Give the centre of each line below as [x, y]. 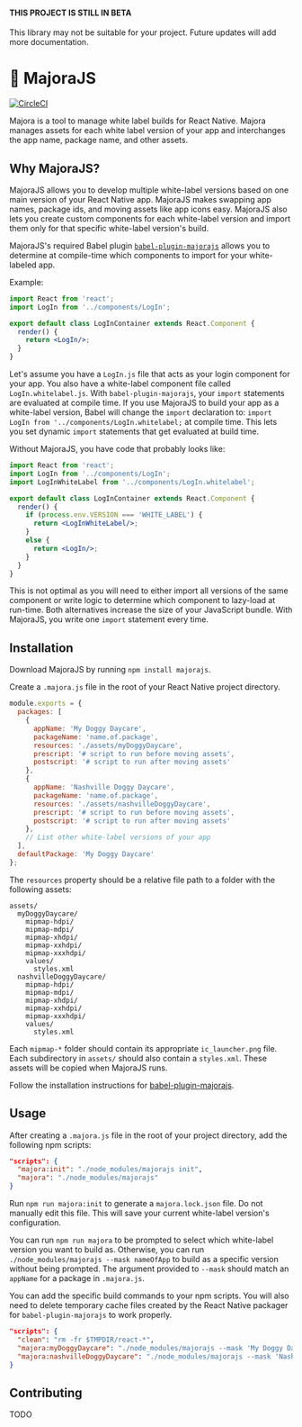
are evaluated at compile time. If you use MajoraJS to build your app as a [144, 403]
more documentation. [49, 42]
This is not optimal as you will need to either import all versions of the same [149, 591]
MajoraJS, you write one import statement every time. [109, 619]
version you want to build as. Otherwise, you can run [107, 1250]
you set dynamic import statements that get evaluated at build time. [134, 431]
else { [38, 540]
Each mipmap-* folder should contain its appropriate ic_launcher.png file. [143, 1048]
